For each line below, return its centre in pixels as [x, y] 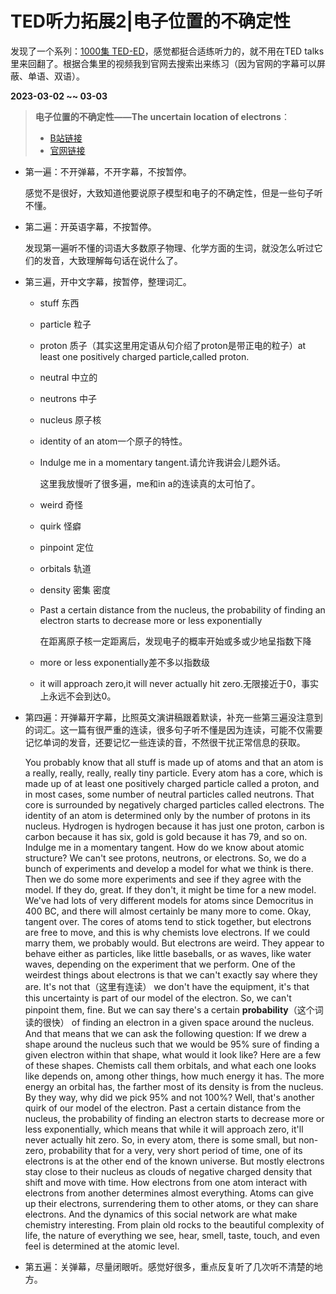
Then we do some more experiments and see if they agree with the [163, 879]
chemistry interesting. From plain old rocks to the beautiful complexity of [174, 1224]
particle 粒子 [65, 324]
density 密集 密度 [75, 589]
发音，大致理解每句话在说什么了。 [112, 260]
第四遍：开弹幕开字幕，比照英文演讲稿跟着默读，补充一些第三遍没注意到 [173, 717]
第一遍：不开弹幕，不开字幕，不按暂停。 [108, 171]
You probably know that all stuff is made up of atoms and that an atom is [174, 762]
